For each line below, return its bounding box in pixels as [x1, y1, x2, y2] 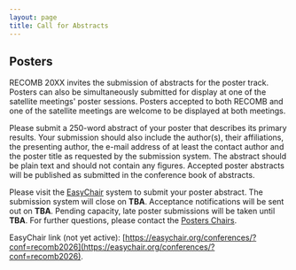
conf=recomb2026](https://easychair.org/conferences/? [9, 242, 215, 252]
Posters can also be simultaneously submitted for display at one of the [9, 87, 267, 97]
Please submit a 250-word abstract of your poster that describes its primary [9, 123, 287, 134]
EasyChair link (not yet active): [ [9, 232, 126, 243]
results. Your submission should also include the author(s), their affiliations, [9, 132, 284, 143]
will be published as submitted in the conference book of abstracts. [9, 170, 255, 181]
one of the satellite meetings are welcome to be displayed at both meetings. [9, 105, 286, 116]
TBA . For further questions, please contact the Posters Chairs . [9, 215, 238, 226]
